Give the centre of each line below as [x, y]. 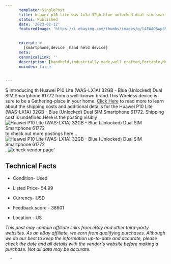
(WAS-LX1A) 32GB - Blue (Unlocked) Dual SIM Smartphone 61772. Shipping [85, 112]
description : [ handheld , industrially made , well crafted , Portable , [91, 62]
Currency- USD [29, 198]
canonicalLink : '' [38, 57]
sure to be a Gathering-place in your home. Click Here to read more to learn [85, 101]
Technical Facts [31, 166]
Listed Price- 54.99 [33, 188]
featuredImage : [35, 29]
